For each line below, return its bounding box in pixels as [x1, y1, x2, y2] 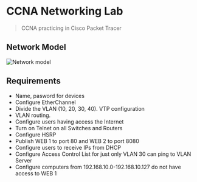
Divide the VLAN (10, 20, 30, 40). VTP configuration [15, 105, 145, 112]
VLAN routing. [15, 111, 51, 119]
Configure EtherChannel [15, 99, 76, 106]
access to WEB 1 [15, 169, 57, 177]
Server [15, 156, 32, 164]
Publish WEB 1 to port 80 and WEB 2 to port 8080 [15, 137, 140, 144]
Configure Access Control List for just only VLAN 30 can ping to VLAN [15, 150, 192, 158]
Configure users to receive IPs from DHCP [15, 144, 122, 151]
